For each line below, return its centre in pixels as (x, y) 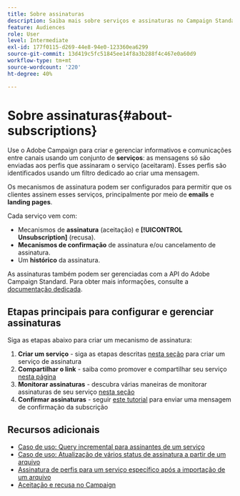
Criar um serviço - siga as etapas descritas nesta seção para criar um (121, 354)
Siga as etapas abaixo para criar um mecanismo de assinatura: (100, 340)
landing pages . (30, 202)
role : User (24, 34)
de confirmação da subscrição (63, 407)
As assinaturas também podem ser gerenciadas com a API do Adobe (109, 274)
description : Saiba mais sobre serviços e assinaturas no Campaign (110, 21)
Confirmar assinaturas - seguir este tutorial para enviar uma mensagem (125, 400)
